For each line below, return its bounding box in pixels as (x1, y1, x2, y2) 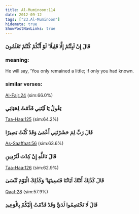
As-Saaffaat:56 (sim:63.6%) (5, 140, 64, 147)
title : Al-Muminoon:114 (5, 7, 56, 13)
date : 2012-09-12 (5, 12, 42, 17)
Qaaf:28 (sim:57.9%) (5, 188, 48, 195)
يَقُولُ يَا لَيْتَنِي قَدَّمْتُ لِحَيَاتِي (5, 105, 62, 112)
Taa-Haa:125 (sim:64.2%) (5, 116, 59, 122)
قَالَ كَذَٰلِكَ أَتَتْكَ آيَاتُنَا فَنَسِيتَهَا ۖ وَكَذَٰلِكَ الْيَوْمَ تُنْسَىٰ (5, 177, 104, 184)
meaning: (5, 56, 29, 63)
